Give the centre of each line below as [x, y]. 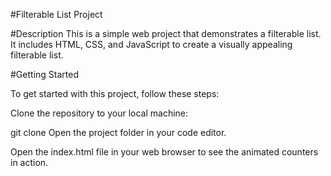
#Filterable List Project [56, 14]
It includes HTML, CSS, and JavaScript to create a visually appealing [151, 44]
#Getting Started [44, 74]
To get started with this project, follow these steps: [115, 93]
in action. [29, 162]
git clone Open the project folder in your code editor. [118, 132]
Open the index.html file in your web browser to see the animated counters [164, 152]
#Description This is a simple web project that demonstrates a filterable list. [166, 33]
